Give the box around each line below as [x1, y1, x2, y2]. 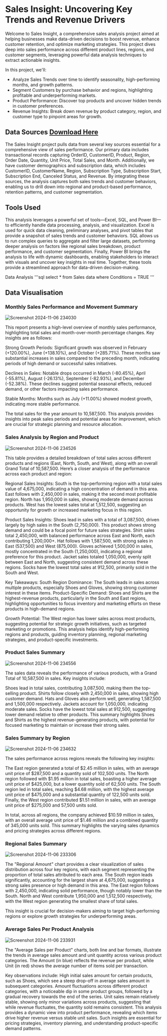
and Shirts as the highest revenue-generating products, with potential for [5, 717, 155, 723]
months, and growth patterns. [12, 81, 74, 88]
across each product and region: [5, 470, 72, 477]
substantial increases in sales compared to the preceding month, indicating [5, 355, 160, 361]
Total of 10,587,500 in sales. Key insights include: [5, 675, 106, 681]
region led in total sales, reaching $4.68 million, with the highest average [5, 787, 155, 793]
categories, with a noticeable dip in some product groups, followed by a [5, 988, 153, 994]
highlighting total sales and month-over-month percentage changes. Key [5, 330, 155, 336]
